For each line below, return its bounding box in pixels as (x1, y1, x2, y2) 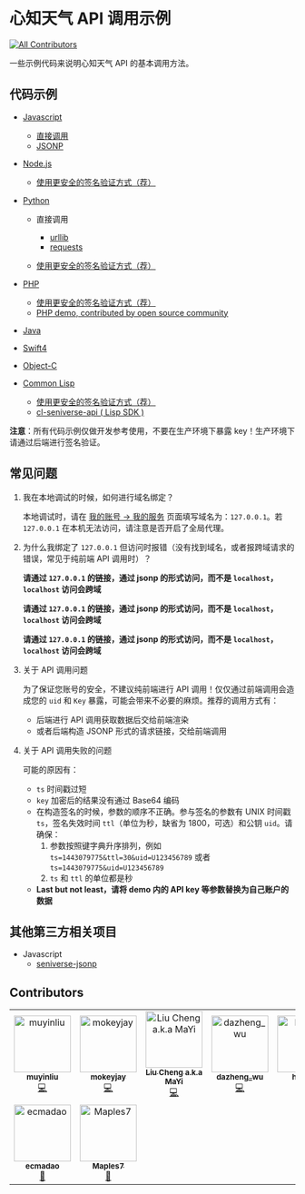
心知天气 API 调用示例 (9, 8, 172, 29)
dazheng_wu (216, 1072, 264, 1082)
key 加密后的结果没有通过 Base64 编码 (35, 794, 180, 805)
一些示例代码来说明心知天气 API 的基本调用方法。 (9, 57, 194, 68)
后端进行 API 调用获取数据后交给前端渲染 (35, 714, 189, 725)
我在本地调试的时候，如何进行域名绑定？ (22, 491, 174, 502)
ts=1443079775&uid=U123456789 (49, 863, 164, 873)
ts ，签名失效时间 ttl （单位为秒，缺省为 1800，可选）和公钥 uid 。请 (35, 817, 293, 828)
